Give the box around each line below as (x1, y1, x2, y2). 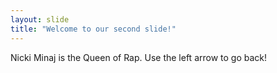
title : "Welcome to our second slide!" (10, 24, 177, 34)
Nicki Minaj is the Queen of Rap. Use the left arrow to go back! (10, 51, 268, 63)
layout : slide (10, 14, 70, 25)
